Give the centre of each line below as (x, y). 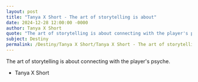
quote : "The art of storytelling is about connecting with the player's (97, 34)
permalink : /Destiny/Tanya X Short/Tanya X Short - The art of (85, 45)
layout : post (22, 12)
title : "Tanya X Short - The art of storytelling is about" (82, 17)
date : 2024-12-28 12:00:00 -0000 (47, 22)
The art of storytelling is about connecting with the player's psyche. (88, 61)
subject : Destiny (27, 39)
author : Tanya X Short (34, 28)
